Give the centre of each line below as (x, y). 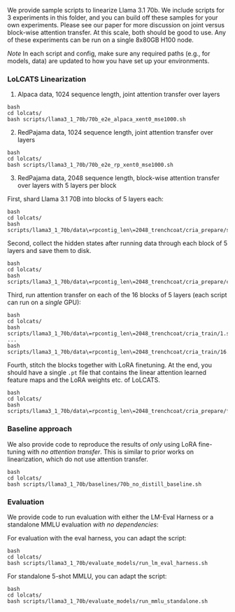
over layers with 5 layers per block (67, 186)
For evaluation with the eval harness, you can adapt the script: (97, 538)
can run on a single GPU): (44, 302)
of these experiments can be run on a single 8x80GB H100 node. (101, 40)
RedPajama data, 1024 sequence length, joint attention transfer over (115, 132)
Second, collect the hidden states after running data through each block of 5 (117, 243)
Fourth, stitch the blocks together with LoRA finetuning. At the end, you (109, 365)
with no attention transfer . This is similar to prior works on (111, 451)
